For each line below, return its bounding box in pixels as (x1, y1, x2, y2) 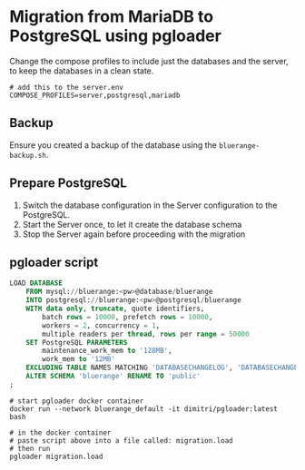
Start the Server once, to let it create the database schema (22, 219, 242, 230)
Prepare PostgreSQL (9, 175, 127, 191)
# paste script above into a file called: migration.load (9, 436, 233, 446)
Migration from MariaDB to (9, 6, 214, 27)
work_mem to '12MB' (42, 355, 116, 364)
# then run (9, 444, 51, 453)
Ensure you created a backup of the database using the (9, 139, 218, 151)
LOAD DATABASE (9, 279, 64, 288)
